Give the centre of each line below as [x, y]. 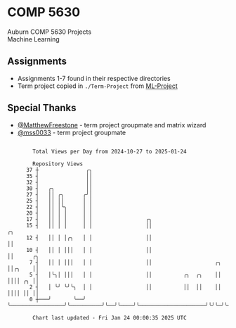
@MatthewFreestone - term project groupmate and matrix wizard [112, 125]
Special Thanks [42, 108]
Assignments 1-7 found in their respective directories [94, 78]
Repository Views [58, 164]
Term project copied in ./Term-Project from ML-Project [97, 86]
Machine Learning [33, 39]
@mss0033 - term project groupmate [72, 132]
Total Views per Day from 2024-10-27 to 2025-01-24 [110, 151]
